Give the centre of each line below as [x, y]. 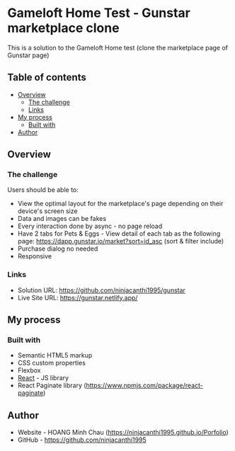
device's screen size [47, 211]
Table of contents [47, 78]
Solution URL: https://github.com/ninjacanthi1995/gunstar [102, 290]
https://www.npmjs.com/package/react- [144, 386]
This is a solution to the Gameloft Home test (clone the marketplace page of [118, 47]
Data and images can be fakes [62, 219]
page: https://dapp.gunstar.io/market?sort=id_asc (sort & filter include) [121, 241]
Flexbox [29, 370]
